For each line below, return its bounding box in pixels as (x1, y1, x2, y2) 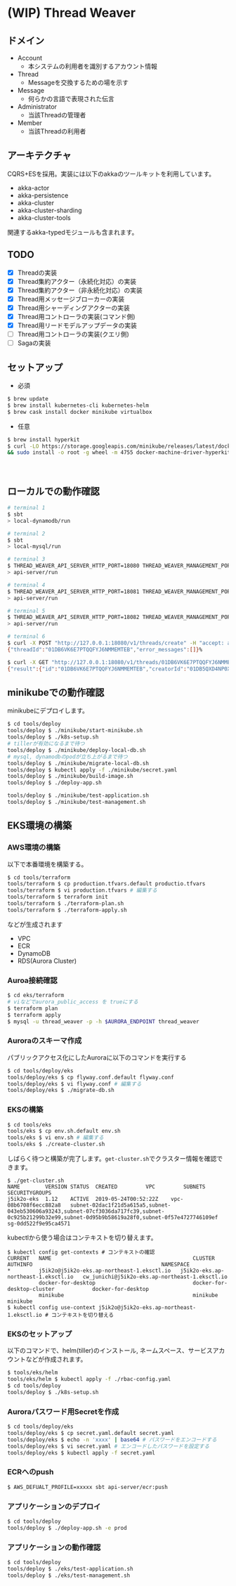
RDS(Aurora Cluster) (17, 956, 77, 965)
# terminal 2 (7, 530, 46, 537)
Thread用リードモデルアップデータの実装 (17, 321, 137, 330)
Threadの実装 (17, 268, 58, 277)
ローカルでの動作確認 (7, 485, 100, 497)
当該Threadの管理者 (27, 111, 86, 119)
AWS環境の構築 (7, 843, 61, 852)
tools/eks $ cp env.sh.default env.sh (7, 1128, 121, 1135)
